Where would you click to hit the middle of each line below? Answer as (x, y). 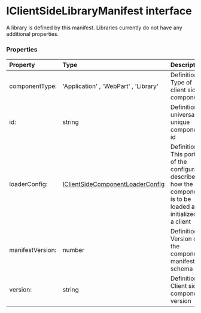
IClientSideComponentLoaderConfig (114, 184)
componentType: (33, 86)
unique (180, 122)
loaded (180, 206)
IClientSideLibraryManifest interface (99, 11)
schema (182, 269)
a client (181, 221)
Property (22, 65)
